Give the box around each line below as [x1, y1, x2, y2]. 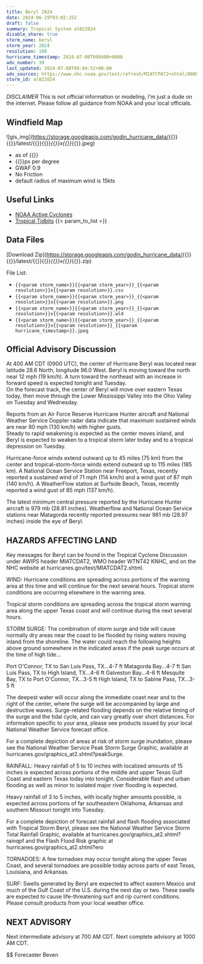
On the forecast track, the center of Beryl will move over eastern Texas [6, 386, 182, 393]
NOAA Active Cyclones [14, 210, 72, 218]
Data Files [6, 234, 45, 245]
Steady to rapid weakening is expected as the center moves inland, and [6, 430, 184, 437]
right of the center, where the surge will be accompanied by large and [6, 700, 180, 708]
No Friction [14, 170, 43, 178]
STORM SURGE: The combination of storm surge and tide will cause [6, 625, 176, 633]
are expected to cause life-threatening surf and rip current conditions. [6, 893, 181, 900]
